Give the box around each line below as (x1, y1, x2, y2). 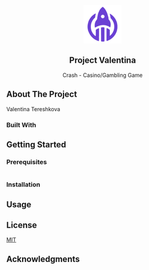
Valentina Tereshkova (6, 105, 60, 112)
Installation (6, 180, 41, 189)
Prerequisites (6, 158, 47, 166)
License (6, 220, 37, 230)
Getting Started (6, 139, 67, 150)
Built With (6, 120, 37, 129)
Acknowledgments (6, 254, 81, 264)
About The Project (6, 89, 78, 100)
